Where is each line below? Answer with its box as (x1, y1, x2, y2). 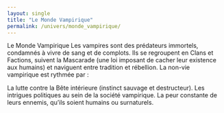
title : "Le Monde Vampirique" (7, 16, 94, 23)
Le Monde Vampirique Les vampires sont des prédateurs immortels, (7, 42, 199, 50)
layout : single (7, 10, 51, 17)
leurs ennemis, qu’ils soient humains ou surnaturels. (7, 99, 154, 107)
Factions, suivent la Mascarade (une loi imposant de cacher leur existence (7, 56, 217, 64)
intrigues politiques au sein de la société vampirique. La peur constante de (7, 91, 218, 99)
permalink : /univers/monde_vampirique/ (7, 23, 121, 29)
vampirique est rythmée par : (7, 71, 89, 79)
